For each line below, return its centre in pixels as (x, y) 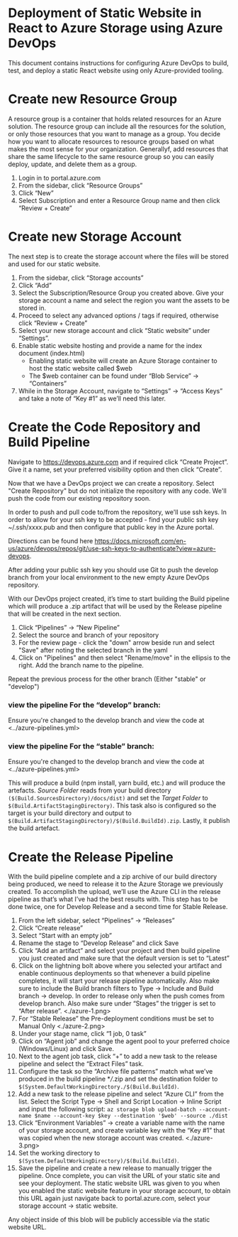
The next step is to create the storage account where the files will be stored (118, 256)
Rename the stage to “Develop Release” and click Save (98, 943)
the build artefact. (34, 828)
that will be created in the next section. (65, 614)
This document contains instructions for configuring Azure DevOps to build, (119, 62)
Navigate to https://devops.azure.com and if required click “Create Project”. (118, 462)
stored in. (32, 307)
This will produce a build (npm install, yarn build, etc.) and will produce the (117, 783)
